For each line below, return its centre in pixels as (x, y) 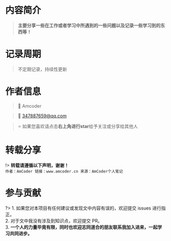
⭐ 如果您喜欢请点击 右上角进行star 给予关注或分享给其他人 (78, 126)
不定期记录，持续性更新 (42, 69)
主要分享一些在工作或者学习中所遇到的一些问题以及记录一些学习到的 (89, 25)
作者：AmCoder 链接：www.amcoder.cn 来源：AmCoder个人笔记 (64, 171)
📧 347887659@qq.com (42, 116)
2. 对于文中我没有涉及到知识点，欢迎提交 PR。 (54, 221)
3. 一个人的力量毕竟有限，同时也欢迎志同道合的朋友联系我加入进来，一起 (81, 227)
